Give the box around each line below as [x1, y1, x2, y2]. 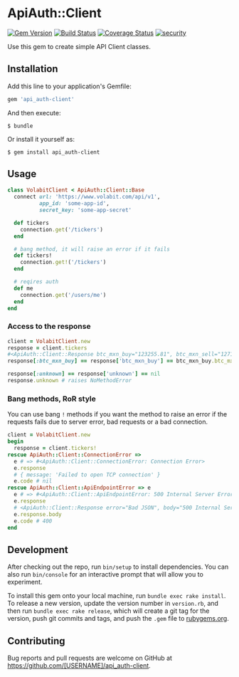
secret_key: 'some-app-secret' [38, 206, 132, 214]
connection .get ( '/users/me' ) [20, 291, 107, 298]
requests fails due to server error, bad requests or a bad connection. [7, 418, 208, 426]
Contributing [7, 635, 65, 647]
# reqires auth [14, 278, 59, 285]
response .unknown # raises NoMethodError [7, 377, 132, 384]
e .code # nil [14, 478, 53, 485]
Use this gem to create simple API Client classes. [7, 42, 151, 51]
